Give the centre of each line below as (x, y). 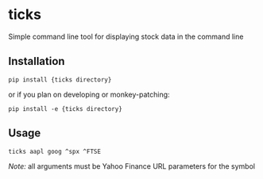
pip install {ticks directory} (60, 80)
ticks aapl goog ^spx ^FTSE (55, 151)
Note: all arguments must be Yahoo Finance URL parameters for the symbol (132, 166)
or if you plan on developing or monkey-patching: (89, 94)
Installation (37, 61)
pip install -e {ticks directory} (66, 109)
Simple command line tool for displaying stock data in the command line (126, 36)
